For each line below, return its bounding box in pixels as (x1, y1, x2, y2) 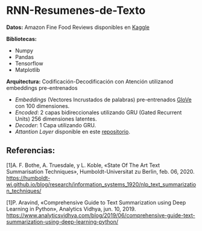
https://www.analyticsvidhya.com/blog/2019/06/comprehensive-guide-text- (6, 212, 195, 219)
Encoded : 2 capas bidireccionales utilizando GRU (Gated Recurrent (14, 109, 182, 116)
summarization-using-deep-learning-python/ (6, 218, 119, 225)
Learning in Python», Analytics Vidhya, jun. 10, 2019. (6, 205, 136, 212)
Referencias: (6, 145, 55, 156)
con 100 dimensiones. (14, 102, 70, 109)
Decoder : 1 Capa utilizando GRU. (14, 121, 96, 128)
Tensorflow (14, 60, 43, 67)
